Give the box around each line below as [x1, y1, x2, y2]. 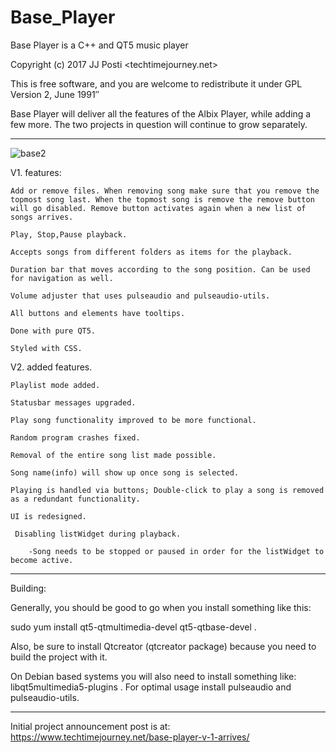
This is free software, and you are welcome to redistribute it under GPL [10, 77, 303, 90]
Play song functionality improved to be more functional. [10, 415, 257, 425]
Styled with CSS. [10, 343, 83, 353]
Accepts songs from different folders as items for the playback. [10, 247, 293, 257]
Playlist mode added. [10, 380, 101, 390]
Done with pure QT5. [10, 326, 97, 336]
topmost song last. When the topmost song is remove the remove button [10, 194, 315, 205]
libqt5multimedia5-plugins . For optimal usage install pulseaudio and [10, 681, 292, 693]
